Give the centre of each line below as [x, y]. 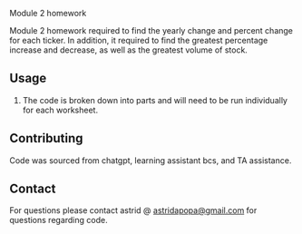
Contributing [46, 138]
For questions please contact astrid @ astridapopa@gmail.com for [133, 210]
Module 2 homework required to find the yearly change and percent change [151, 30]
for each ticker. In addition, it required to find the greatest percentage [139, 40]
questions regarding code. [58, 220]
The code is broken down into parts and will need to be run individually [155, 100]
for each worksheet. [60, 110]
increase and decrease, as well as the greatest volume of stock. [128, 50]
